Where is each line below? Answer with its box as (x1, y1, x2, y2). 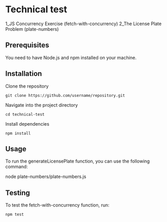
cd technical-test (5, 112, 45, 117)
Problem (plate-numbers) (5, 26, 59, 32)
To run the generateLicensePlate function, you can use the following (5, 158, 150, 165)
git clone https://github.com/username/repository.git (5, 93, 125, 98)
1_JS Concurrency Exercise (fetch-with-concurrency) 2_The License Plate (5, 21, 162, 27)
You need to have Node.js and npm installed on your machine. (5, 54, 137, 60)
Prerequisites (5, 41, 49, 50)
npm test (5, 212, 24, 217)
